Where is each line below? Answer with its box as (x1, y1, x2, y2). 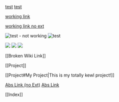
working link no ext (5, 23, 44, 29)
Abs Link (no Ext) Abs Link (5, 82, 60, 87)
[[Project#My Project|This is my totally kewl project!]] (5, 72, 115, 78)
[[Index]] (5, 91, 23, 97)
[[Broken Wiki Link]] (5, 53, 46, 58)
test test (5, 4, 22, 9)
